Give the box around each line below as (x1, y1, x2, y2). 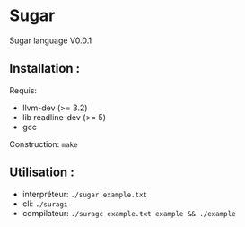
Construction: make (9, 138, 78, 149)
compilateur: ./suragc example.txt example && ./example (22, 207, 236, 218)
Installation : (9, 61, 81, 76)
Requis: (9, 84, 38, 95)
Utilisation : (9, 165, 74, 180)
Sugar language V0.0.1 (9, 35, 92, 46)
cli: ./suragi (22, 198, 68, 209)
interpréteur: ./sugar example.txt (22, 188, 148, 199)
